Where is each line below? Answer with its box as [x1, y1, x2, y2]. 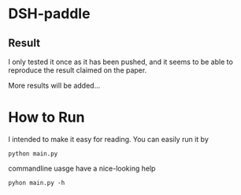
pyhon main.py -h [8, 178, 65, 186]
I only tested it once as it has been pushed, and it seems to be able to [8, 57, 234, 66]
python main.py [8, 149, 58, 158]
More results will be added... [8, 81, 101, 90]
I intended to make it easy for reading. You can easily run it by [8, 134, 209, 144]
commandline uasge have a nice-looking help [8, 163, 156, 173]
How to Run [8, 108, 85, 126]
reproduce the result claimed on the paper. [8, 66, 147, 75]
